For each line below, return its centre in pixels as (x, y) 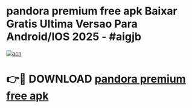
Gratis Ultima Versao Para (72, 24)
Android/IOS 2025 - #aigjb (74, 37)
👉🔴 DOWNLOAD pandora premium (96, 79)
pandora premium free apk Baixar (92, 11)
